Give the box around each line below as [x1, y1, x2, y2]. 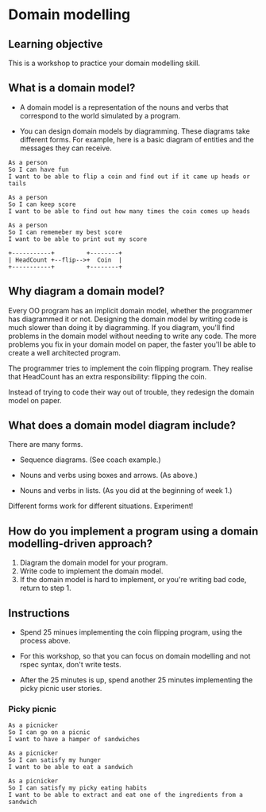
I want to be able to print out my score [8, 235, 148, 243]
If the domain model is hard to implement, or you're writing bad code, [19, 575, 247, 585]
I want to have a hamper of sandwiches [8, 736, 141, 744]
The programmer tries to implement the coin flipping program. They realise [8, 363, 253, 373]
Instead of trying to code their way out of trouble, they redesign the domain [8, 387, 255, 397]
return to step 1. [19, 583, 71, 593]
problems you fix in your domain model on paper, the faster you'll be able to [8, 340, 256, 349]
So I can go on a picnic [8, 728, 91, 736]
